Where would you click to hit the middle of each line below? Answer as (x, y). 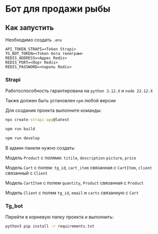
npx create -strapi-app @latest (37, 120)
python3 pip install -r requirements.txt (50, 226)
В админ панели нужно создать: (40, 148)
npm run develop (22, 138)
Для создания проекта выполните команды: (54, 110)
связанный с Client (27, 173)
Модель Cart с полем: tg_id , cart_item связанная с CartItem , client (79, 167)
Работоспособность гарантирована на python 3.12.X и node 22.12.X (79, 91)
